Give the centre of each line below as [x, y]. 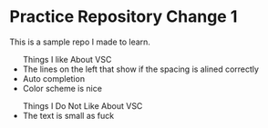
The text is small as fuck [68, 115]
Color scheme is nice [62, 88]
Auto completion [53, 78]
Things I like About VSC [67, 59]
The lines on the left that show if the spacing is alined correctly [141, 69]
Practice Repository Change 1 [124, 17]
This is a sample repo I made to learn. [80, 42]
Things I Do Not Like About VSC [82, 105]
